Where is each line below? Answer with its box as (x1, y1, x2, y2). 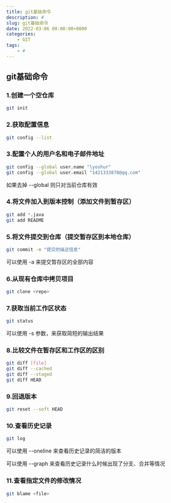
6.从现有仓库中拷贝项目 (6, 275, 74, 283)
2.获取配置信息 (6, 121, 49, 129)
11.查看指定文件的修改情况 (6, 477, 82, 485)
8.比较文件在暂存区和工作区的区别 (6, 346, 105, 355)
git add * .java (6, 212, 44, 218)
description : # (6, 14, 44, 20)
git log (6, 436, 26, 442)
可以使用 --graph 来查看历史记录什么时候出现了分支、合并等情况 (6, 460, 166, 468)
